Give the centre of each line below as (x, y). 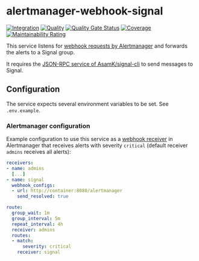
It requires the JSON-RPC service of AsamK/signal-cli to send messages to (99, 64)
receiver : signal (39, 252)
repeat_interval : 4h (37, 224)
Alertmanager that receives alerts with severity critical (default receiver (97, 145)
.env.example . (23, 110)
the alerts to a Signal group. (41, 52)
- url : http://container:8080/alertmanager (67, 191)
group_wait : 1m (31, 213)
